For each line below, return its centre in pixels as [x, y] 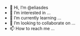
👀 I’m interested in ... [30, 13]
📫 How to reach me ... [32, 28]
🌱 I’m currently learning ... [35, 18]
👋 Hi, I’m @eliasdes [29, 8]
